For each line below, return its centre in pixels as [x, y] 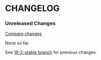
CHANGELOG [32, 8]
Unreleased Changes [30, 24]
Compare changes [24, 34]
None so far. [17, 43]
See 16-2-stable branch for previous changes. [51, 52]
